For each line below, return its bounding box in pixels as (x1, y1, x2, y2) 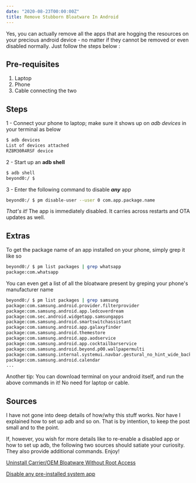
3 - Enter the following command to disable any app (6, 186, 131, 193)
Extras (6, 231, 30, 241)
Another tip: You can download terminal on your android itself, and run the (6, 373, 184, 380)
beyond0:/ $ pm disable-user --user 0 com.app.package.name (6, 197, 156, 203)
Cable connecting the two (14, 87, 77, 94)
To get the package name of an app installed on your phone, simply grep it (6, 246, 185, 253)
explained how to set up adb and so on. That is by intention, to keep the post (6, 418, 190, 425)
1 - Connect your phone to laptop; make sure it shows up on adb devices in (6, 120, 187, 127)
